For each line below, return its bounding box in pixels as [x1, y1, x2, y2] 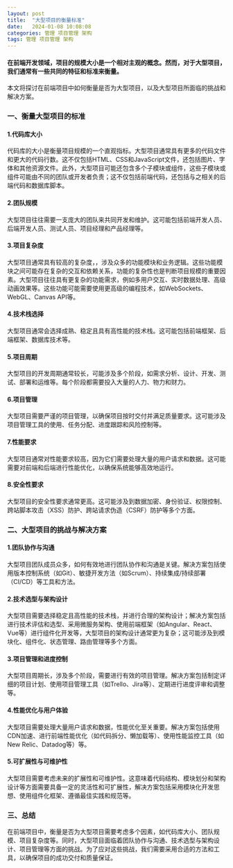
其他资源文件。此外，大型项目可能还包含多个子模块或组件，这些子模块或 [19, 164, 226, 172]
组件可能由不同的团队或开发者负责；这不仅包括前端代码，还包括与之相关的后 [7, 173, 226, 181]
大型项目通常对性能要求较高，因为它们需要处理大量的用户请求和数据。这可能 [7, 454, 226, 462]
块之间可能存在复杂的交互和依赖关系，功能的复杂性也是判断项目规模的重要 [7, 267, 220, 275]
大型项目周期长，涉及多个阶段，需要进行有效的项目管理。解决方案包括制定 [7, 671, 220, 680]
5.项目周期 [7, 352, 38, 361]
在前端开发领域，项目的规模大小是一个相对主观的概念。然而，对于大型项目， [7, 58, 226, 67]
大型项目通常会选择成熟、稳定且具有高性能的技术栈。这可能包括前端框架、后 [7, 327, 226, 335]
